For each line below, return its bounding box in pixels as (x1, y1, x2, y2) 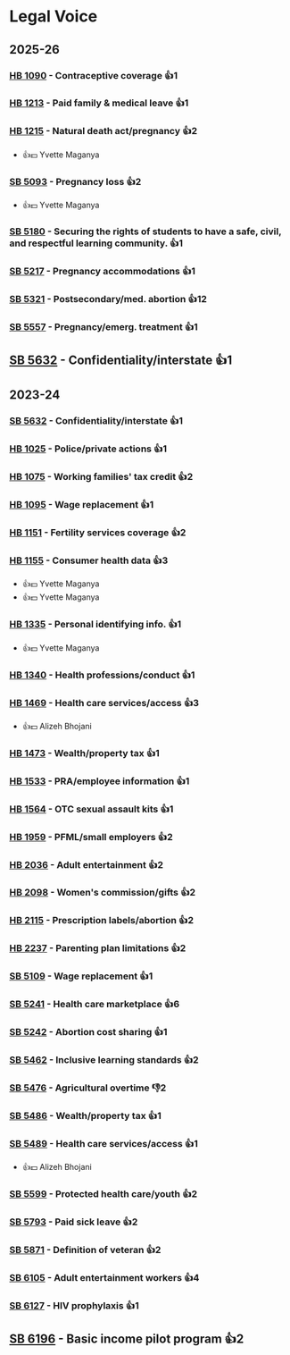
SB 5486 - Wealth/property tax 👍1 (9, 1109, 162, 1122)
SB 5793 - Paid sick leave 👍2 (9, 1216, 138, 1228)
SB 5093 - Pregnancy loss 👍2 (9, 175, 142, 188)
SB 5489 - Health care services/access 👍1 (9, 1137, 198, 1149)
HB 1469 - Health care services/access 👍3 (9, 696, 199, 709)
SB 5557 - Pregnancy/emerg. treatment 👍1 (9, 320, 198, 332)
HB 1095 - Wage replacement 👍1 (9, 499, 154, 511)
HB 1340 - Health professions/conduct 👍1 (9, 669, 195, 681)
